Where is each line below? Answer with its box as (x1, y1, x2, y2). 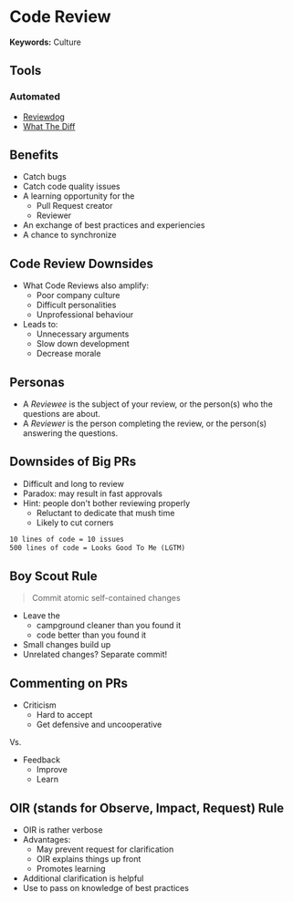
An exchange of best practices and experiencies (22, 220, 205, 231)
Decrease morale (36, 348, 101, 359)
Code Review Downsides (9, 255, 153, 271)
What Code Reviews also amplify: (22, 280, 149, 291)
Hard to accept (36, 710, 93, 721)
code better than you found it (36, 629, 147, 640)
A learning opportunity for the (22, 191, 135, 202)
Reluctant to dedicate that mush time (36, 507, 175, 518)
